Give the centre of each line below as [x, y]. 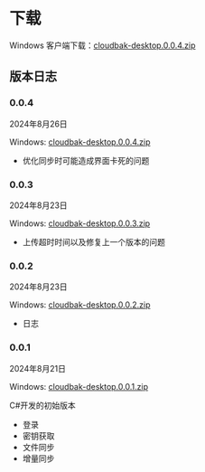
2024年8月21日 [37, 368]
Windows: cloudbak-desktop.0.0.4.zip [80, 142]
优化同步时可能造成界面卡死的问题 [86, 160]
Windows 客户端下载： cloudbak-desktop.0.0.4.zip [102, 45]
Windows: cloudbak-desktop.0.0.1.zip [79, 386]
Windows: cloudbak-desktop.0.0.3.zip [80, 223]
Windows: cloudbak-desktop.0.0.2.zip [80, 305]
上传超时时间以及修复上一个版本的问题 [93, 241]
